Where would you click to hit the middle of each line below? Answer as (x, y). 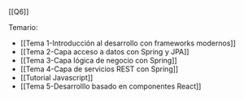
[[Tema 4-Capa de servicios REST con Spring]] (99, 69)
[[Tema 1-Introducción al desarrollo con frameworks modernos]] (128, 43)
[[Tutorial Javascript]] (57, 77)
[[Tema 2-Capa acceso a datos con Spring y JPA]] (105, 52)
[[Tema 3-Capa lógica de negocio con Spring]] (98, 60)
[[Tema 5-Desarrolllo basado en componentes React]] (111, 86)
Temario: (23, 27)
